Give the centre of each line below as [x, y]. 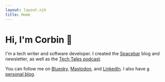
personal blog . [20, 74]
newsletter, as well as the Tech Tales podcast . [53, 59]
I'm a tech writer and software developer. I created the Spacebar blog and [82, 54]
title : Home [18, 15]
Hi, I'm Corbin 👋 [39, 40]
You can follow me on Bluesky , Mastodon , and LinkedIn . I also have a [77, 69]
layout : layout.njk [26, 10]
